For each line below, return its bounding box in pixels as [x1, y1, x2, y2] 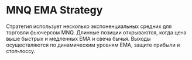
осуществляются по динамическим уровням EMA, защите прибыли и [6, 41, 180, 48]
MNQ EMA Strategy [6, 3, 103, 17]
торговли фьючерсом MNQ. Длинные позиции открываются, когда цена [6, 29, 187, 36]
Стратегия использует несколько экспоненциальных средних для [6, 23, 172, 30]
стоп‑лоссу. [6, 47, 36, 54]
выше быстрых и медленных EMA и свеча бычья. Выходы [6, 35, 151, 42]
